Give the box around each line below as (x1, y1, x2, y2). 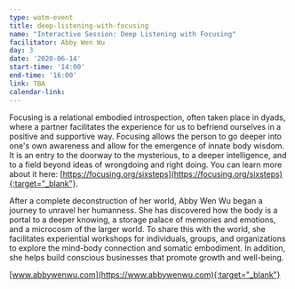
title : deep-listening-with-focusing (9, 21, 149, 30)
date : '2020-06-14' (9, 54, 82, 63)
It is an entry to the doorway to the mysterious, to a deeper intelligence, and (9, 149, 287, 160)
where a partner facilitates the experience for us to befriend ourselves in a (9, 121, 282, 132)
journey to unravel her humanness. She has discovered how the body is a (9, 205, 278, 215)
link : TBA (9, 79, 46, 88)
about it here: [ (9, 168, 64, 179)
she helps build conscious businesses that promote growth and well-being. (9, 252, 284, 262)
